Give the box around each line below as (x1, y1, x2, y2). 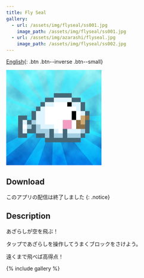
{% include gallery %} (6, 265, 61, 272)
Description (6, 211, 51, 221)
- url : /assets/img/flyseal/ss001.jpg (11, 22, 108, 28)
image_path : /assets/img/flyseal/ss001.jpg (17, 29, 127, 35)
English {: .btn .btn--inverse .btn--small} (6, 58, 103, 65)
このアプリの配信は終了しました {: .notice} (6, 193, 110, 201)
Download (6, 177, 45, 187)
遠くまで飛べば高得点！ (6, 253, 64, 260)
